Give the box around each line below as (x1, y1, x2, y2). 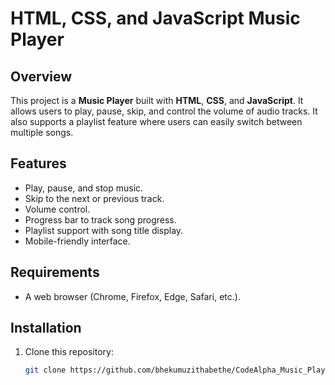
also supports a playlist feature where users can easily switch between (10, 116, 303, 127)
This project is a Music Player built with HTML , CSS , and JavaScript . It (10, 95, 304, 106)
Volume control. (24, 203, 91, 215)
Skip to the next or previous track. (24, 192, 165, 204)
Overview (10, 68, 73, 85)
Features (10, 155, 67, 172)
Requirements (10, 264, 100, 281)
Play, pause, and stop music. (24, 182, 144, 194)
